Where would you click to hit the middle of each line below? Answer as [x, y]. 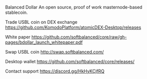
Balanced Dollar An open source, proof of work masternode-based [74, 7]
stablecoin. [17, 12]
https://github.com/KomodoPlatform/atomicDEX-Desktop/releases [73, 27]
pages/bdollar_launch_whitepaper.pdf [44, 42]
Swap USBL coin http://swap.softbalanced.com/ [55, 52]
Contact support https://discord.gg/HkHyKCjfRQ [55, 71]
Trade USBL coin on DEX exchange [41, 22]
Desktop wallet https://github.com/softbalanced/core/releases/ [70, 61]
